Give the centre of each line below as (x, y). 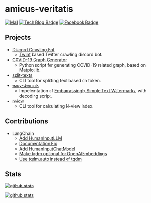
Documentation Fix (38, 143)
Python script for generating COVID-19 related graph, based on (82, 65)
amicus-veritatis (39, 9)
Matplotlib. (30, 70)
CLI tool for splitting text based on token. (60, 80)
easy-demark (25, 85)
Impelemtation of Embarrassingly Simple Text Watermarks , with (83, 90)
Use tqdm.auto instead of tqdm (50, 159)
